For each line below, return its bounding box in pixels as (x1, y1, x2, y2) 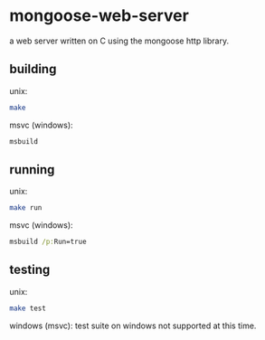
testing (9, 262, 51, 278)
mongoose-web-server (9, 5, 190, 26)
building (9, 61, 57, 77)
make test (9, 304, 47, 313)
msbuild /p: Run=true (9, 237, 88, 247)
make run (9, 203, 43, 212)
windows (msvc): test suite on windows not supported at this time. (9, 320, 257, 331)
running (9, 162, 55, 177)
